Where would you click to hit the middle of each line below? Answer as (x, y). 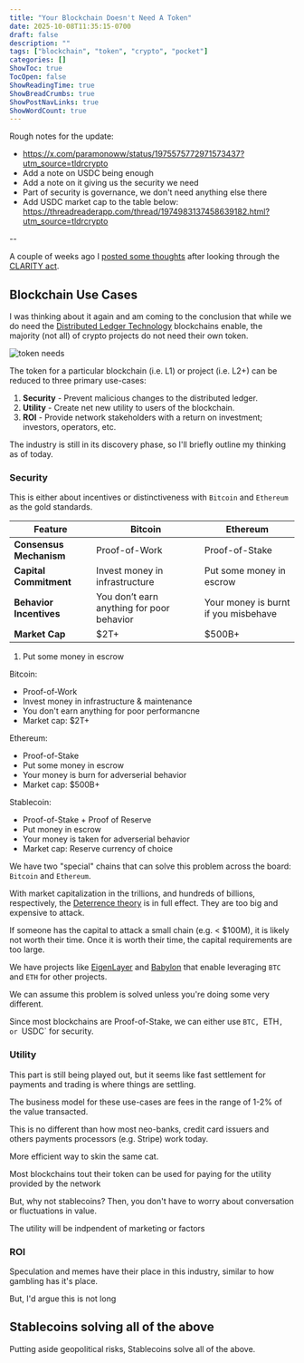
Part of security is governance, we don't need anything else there (145, 192)
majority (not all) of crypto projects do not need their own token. (129, 336)
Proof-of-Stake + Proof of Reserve (87, 820)
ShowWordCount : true (48, 111)
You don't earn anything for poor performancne (111, 711)
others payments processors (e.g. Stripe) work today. (109, 1138)
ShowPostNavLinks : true (54, 102)
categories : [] (38, 60)
